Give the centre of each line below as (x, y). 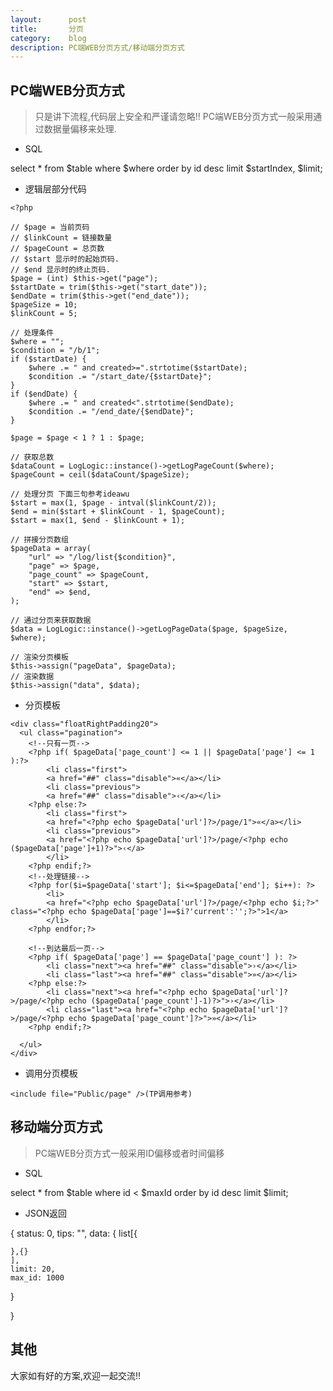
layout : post (48, 19)
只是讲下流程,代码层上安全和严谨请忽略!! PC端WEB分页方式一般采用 (174, 117)
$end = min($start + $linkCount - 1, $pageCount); (118, 512)
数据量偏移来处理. (80, 129)
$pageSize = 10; (44, 305)
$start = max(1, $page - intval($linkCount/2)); (113, 503)
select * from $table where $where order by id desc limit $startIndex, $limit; (166, 168)
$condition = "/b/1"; (55, 351)
